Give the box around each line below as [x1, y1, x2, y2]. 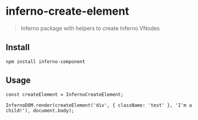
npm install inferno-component [5, 58, 86, 65]
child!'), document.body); [5, 107, 75, 114]
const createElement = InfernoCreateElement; [5, 91, 123, 97]
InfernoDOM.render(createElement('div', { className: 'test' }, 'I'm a [5, 102, 192, 108]
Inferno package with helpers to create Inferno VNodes [20, 24, 160, 32]
